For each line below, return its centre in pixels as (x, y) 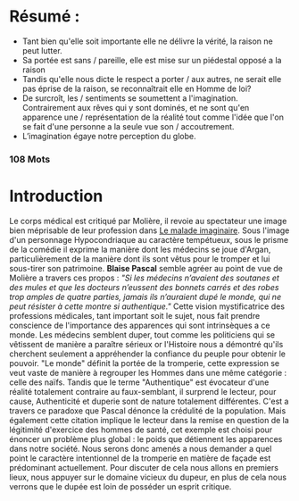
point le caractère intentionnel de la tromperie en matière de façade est (140, 458)
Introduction (56, 196)
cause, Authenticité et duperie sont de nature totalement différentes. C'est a (149, 401)
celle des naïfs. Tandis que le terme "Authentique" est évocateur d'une (139, 382)
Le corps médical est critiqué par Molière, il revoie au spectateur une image (148, 221)
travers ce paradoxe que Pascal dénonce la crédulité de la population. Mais (148, 410)
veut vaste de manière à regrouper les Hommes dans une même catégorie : (148, 372)
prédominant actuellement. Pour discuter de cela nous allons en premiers (144, 467)
